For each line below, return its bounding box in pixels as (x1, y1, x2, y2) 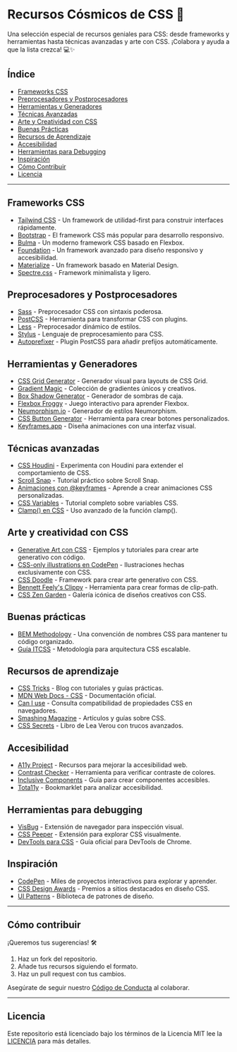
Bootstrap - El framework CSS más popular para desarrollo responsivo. (17, 230, 224, 239)
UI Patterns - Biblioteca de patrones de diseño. (17, 892, 154, 900)
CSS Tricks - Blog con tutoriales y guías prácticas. (17, 684, 164, 692)
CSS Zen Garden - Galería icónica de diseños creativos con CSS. (17, 590, 207, 599)
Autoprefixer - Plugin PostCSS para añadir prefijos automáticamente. (17, 337, 218, 346)
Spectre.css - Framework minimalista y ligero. (17, 268, 152, 276)
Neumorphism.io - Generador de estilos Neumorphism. (17, 407, 178, 416)
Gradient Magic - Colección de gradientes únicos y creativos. (17, 385, 197, 393)
